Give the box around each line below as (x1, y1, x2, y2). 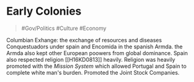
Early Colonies (6, 4, 82, 18)
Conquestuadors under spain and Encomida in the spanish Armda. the (6, 43, 183, 50)
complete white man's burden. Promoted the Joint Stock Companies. (6, 69, 180, 76)
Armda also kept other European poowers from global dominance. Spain (6, 49, 188, 56)
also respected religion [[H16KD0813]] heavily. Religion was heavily (6, 56, 176, 63)
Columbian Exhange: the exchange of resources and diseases (6, 36, 162, 43)
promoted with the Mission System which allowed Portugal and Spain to (6, 62, 187, 70)
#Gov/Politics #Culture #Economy (21, 24, 107, 32)
